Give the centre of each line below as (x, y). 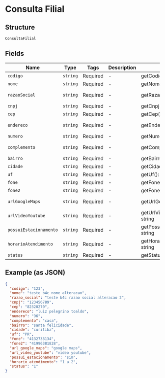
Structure (20, 27)
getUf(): (150, 174)
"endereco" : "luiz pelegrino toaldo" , (49, 311)
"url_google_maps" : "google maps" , (46, 348)
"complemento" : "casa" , (34, 321)
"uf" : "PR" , (22, 334)
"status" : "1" (24, 366)
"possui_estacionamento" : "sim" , (44, 357)
